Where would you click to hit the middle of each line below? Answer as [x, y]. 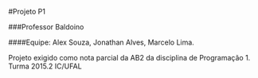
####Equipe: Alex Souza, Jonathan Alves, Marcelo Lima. [102, 42]
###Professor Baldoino [46, 27]
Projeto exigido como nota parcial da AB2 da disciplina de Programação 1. [129, 58]
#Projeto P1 [27, 12]
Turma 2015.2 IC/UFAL [45, 66]
